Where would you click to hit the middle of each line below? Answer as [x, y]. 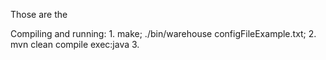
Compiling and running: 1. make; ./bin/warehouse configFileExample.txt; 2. [163, 33]
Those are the [39, 14]
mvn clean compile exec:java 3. [75, 44]
